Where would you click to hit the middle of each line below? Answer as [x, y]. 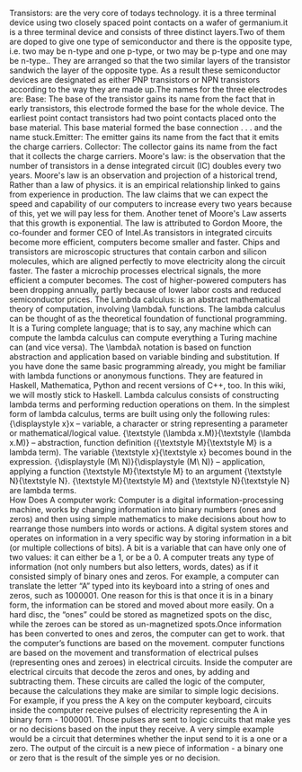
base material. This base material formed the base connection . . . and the [146, 128]
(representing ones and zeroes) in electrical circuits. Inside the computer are [151, 662]
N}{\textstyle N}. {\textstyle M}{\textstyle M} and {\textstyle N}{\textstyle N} [150, 481]
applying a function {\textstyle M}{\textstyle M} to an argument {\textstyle [146, 471]
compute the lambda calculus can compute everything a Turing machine [143, 337]
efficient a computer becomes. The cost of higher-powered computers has [148, 280]
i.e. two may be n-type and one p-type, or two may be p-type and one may [148, 51]
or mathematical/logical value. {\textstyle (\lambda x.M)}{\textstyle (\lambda [150, 433]
